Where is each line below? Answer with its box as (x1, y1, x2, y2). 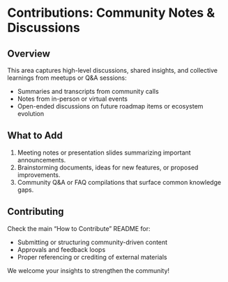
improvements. (17, 170, 61, 179)
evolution (17, 110, 44, 118)
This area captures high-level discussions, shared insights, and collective (7, 66, 218, 74)
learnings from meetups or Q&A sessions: (7, 73, 127, 82)
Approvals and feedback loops (17, 245, 106, 253)
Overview (7, 48, 51, 59)
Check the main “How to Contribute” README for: (7, 224, 151, 232)
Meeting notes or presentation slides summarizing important (17, 148, 191, 157)
